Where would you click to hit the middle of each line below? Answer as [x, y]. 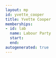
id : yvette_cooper [25, 15]
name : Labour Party [31, 33]
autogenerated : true [27, 47]
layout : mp [17, 10]
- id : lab [16, 29]
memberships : [19, 24]
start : [17, 38]
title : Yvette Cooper [28, 19]
